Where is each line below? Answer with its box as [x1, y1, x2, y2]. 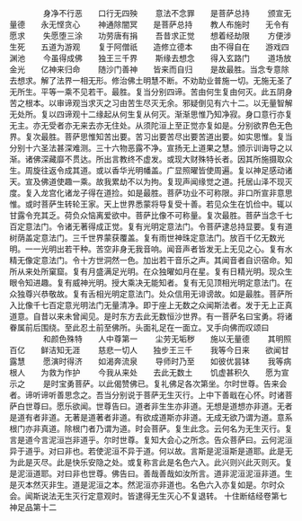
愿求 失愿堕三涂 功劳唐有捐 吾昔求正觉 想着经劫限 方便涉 [9, 31, 292, 40]
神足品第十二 [9, 502, 57, 512]
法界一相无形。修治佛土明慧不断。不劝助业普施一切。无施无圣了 [56, 75, 293, 85]
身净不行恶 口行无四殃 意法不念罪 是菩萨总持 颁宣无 [42, 8, 292, 18]
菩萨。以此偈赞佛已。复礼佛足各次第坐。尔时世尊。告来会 [74, 378, 288, 389]
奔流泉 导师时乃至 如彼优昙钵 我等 [113, 356, 284, 366]
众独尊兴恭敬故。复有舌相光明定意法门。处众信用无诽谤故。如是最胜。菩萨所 [9, 288, 293, 299]
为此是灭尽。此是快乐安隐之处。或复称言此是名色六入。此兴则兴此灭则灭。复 [9, 457, 293, 467]
